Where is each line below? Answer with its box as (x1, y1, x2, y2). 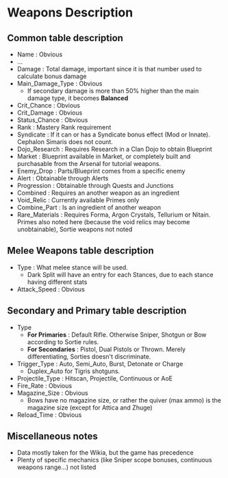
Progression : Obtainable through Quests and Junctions (16, 182, 174, 189)
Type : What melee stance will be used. (16, 263, 128, 272)
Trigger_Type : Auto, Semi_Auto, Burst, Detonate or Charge (16, 359, 183, 368)
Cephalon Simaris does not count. (16, 138, 113, 145)
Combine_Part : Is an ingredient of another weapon (16, 204, 162, 211)
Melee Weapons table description (7, 245, 154, 256)
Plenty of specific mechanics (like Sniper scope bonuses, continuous (16, 456, 212, 464)
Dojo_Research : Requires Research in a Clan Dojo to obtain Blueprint (16, 145, 212, 153)
